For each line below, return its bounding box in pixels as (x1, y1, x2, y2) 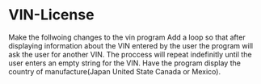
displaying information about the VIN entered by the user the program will (8, 40, 253, 50)
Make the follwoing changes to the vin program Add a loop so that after (8, 32, 246, 42)
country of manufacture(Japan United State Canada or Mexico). (8, 66, 221, 76)
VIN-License (8, 6, 95, 24)
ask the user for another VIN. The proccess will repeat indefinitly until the (8, 49, 252, 59)
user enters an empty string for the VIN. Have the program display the (8, 58, 241, 68)
